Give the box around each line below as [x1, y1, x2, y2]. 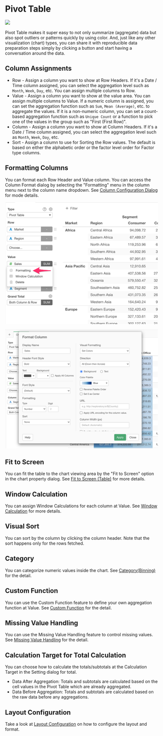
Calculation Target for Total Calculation [5, 651, 126, 659]
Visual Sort [5, 522, 40, 531]
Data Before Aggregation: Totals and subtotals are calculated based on [12, 689, 154, 695]
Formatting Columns [5, 164, 69, 172]
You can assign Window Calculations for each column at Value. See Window [5, 503, 158, 509]
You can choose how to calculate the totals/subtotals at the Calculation [5, 664, 147, 670]
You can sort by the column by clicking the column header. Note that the [5, 535, 150, 541]
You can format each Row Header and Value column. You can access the [5, 177, 151, 183]
